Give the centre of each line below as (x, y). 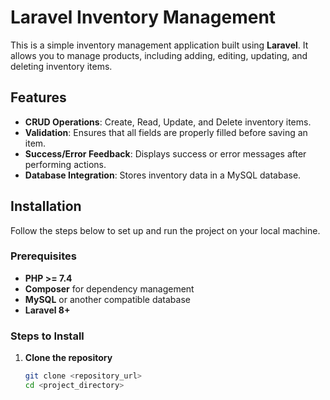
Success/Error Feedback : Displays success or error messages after (165, 153)
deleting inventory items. (61, 66)
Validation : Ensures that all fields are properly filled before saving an (166, 132)
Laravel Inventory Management (143, 17)
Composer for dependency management (109, 288)
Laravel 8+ (47, 310)
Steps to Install (47, 336)
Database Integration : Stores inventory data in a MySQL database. (163, 175)
